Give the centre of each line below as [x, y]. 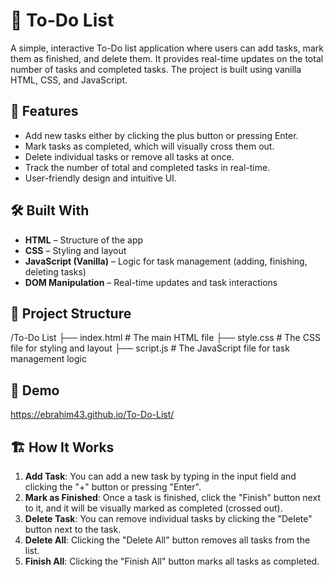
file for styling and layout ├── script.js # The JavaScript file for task [150, 348]
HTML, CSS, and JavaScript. [69, 80]
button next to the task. [73, 529]
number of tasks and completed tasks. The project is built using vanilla [156, 69]
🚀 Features [44, 111]
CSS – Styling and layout [75, 250]
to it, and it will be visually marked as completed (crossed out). [153, 508]
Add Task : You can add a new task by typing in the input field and [160, 476]
